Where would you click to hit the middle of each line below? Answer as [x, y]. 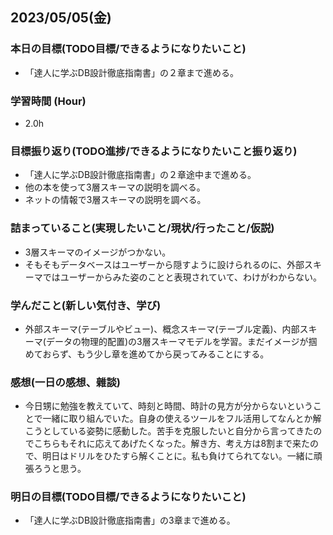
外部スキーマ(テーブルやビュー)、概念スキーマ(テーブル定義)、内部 [162, 329]
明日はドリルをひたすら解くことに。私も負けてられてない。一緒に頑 [182, 456]
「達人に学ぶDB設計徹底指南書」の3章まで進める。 [130, 520]
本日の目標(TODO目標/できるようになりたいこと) [128, 49]
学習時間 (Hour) [48, 101]
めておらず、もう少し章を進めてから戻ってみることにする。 [147, 354]
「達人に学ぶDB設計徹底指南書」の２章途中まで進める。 [140, 175]
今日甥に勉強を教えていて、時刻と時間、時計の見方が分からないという [168, 406]
